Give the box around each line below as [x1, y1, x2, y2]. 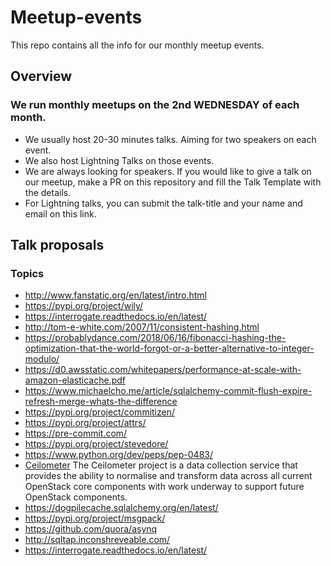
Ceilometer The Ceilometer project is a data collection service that [24, 459, 298, 471]
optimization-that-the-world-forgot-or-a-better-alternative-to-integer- [24, 342, 315, 355]
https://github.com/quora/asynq [24, 523, 158, 535]
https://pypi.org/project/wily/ [24, 300, 144, 312]
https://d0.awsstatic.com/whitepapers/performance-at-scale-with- [24, 364, 302, 376]
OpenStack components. [24, 491, 128, 503]
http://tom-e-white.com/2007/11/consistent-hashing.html [24, 321, 260, 333]
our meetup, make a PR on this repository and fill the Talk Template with [24, 176, 322, 188]
